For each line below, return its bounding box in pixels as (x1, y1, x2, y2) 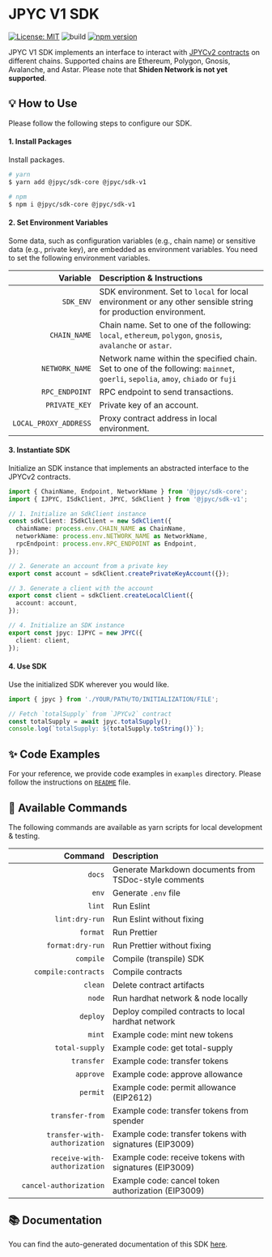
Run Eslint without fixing (112, 913, 204, 925)
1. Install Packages (8, 137, 72, 147)
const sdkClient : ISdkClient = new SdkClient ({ (8, 517, 172, 525)
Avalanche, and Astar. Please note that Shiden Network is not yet (8, 64, 228, 74)
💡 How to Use (8, 96, 78, 110)
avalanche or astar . (99, 340, 172, 351)
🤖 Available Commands (8, 801, 128, 814)
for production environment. (99, 306, 206, 317)
